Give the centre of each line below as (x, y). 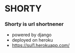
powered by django (32, 35)
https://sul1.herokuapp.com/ (41, 46)
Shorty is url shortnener (34, 24)
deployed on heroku (32, 40)
